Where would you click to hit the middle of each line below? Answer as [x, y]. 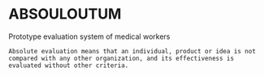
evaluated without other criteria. [69, 65]
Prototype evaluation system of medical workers [89, 36]
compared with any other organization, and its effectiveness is [121, 58]
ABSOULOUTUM [65, 14]
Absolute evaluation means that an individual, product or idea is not [132, 51]
